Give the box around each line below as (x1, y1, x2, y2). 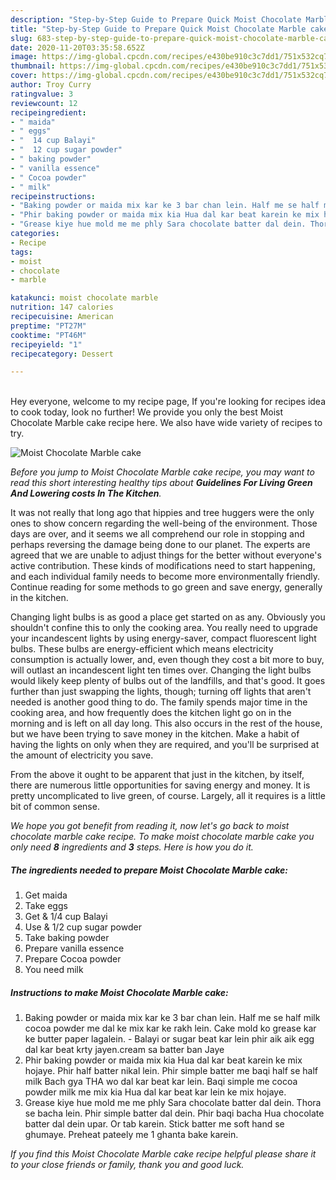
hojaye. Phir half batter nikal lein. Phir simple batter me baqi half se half (24, 1065, 318, 1077)
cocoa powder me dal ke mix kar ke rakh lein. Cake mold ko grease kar (24, 1022, 317, 1035)
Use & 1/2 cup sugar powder (24, 921, 142, 933)
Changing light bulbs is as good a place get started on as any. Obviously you (10, 611, 326, 623)
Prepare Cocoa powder (24, 953, 122, 965)
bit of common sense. (10, 801, 100, 813)
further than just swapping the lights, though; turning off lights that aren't (10, 686, 312, 698)
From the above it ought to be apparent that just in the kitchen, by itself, (10, 769, 305, 781)
